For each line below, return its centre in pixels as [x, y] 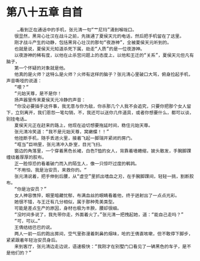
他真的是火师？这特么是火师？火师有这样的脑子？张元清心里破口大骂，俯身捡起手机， [104, 74]
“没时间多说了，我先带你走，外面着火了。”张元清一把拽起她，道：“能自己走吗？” [99, 214]
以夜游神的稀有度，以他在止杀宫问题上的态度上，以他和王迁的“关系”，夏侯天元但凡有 [104, 55]
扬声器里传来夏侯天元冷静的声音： [50, 100]
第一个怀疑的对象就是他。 [41, 68]
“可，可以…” [27, 221]
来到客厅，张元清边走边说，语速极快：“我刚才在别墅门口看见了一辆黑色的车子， [98, 247]
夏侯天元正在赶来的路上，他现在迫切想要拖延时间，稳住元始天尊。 [83, 125]
